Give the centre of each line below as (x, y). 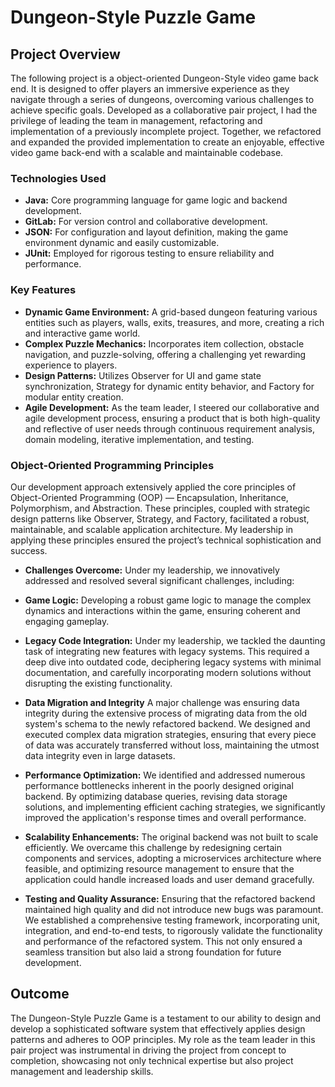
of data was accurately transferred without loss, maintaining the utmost (172, 745)
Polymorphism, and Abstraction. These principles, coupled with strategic (160, 508)
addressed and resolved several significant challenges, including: (159, 580)
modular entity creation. (74, 397)
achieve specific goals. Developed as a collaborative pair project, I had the (164, 110)
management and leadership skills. (82, 1071)
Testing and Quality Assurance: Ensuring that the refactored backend (170, 898)
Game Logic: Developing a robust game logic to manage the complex (168, 600)
